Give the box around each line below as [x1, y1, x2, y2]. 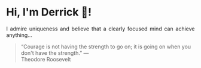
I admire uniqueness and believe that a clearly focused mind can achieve [6, 25, 195, 32]
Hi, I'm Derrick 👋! [6, 5, 92, 19]
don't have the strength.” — [20, 49, 89, 56]
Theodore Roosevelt [20, 55, 71, 63]
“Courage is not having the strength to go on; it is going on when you [20, 43, 191, 50]
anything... [6, 31, 33, 38]
